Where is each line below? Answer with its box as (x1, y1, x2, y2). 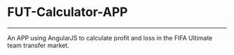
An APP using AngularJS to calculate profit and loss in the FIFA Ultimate (7, 33, 212, 42)
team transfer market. (7, 41, 70, 49)
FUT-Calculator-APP (7, 4, 128, 20)
